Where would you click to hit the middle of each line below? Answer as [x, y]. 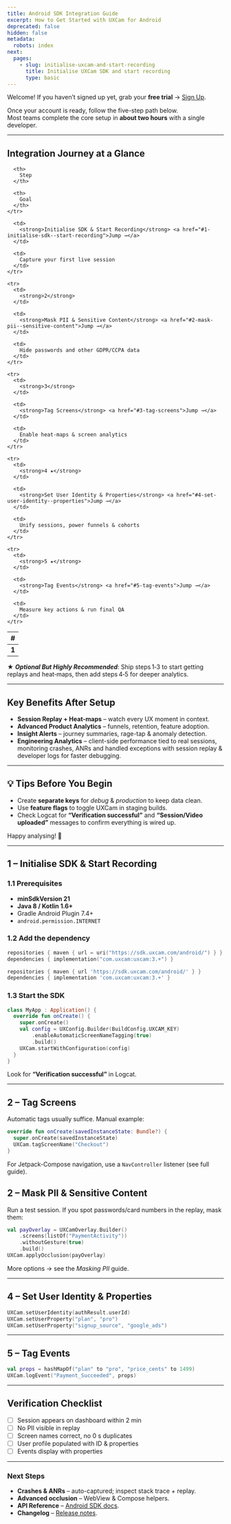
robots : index [33, 46]
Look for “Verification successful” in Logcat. [72, 1074]
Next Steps [26, 1476]
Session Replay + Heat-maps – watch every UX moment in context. [113, 719]
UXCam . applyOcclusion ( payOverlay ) [57, 1256]
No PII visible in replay [48, 1427]
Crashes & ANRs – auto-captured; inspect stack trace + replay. [107, 1491]
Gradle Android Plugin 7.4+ [55, 913]
